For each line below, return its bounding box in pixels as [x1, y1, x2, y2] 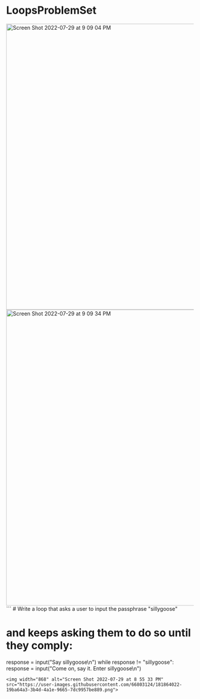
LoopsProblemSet [6, 4, 97, 17]
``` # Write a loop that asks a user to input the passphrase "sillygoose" [6, 605, 178, 612]
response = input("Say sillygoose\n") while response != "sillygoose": [6, 658, 174, 666]
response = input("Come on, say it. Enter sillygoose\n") [6, 664, 142, 672]
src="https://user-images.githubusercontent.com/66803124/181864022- [6, 681, 183, 688]
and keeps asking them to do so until [6, 626, 192, 640]
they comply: [6, 639, 73, 652]
